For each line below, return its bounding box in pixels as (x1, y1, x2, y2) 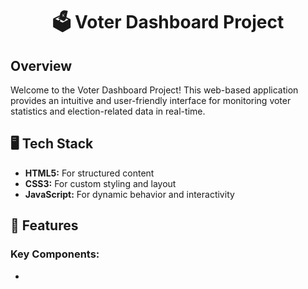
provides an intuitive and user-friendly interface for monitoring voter (10, 95, 292, 106)
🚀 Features (10, 217, 79, 234)
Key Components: (10, 247, 100, 261)
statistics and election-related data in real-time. (10, 105, 206, 117)
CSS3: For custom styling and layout (24, 177, 177, 189)
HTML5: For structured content (24, 167, 155, 179)
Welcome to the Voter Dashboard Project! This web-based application (10, 84, 299, 96)
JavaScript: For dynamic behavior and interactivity (24, 188, 235, 200)
